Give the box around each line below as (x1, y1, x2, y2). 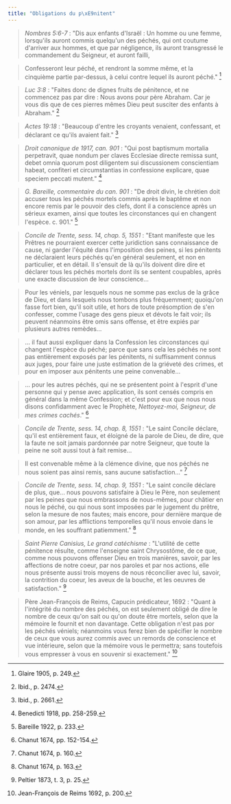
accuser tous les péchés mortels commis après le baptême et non (24, 195, 211, 203)
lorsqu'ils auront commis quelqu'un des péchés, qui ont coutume (24, 36, 208, 45)
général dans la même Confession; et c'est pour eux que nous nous (24, 395, 216, 403)
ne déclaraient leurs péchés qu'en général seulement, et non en (24, 253, 206, 261)
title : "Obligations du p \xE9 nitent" (8, 10, 116, 17)
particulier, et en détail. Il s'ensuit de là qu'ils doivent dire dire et (24, 260, 205, 268)
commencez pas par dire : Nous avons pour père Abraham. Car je (24, 93, 211, 102)
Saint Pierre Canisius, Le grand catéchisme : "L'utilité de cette (24, 539, 200, 547)
